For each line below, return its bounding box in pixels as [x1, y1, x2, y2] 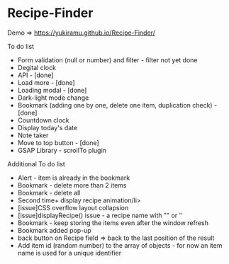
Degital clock [17, 63, 57, 71]
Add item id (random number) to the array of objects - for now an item [17, 241, 223, 249]
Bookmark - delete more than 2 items [17, 180, 127, 189]
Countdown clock [17, 115, 69, 125]
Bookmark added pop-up [17, 226, 92, 234]
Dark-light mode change [17, 93, 89, 102]
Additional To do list [7, 159, 65, 168]
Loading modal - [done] [17, 86, 87, 94]
